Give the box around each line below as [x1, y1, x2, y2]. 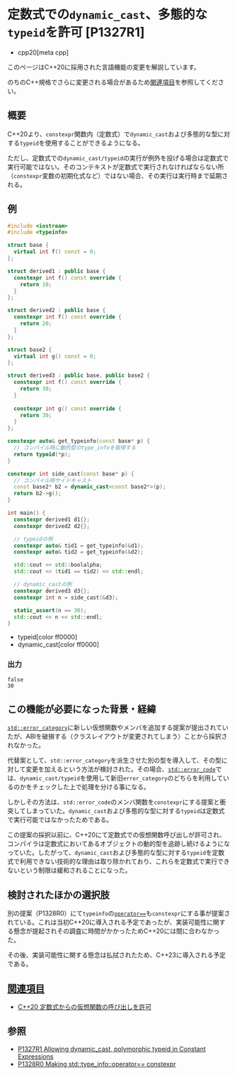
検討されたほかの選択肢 [7, 888, 110, 901]
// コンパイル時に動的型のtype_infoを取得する [13, 444, 137, 451]
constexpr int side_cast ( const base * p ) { [7, 470, 134, 478]
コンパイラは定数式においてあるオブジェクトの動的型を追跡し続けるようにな [7, 839, 231, 848]
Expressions [17, 1052, 54, 1061]
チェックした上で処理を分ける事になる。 [31, 783, 150, 791]
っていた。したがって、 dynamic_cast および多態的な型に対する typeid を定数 [7, 849, 225, 857]
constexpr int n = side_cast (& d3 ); [13, 594, 119, 601]
